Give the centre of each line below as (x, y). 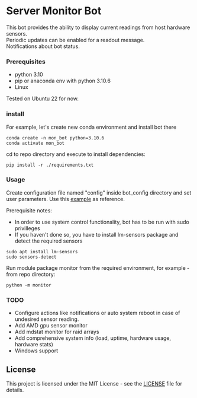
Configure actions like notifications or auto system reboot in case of (97, 313)
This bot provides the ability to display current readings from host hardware (98, 27)
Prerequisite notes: (29, 210)
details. (15, 390)
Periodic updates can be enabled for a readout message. (75, 40)
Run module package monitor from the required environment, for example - (98, 268)
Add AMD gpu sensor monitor (51, 326)
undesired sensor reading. (47, 319)
